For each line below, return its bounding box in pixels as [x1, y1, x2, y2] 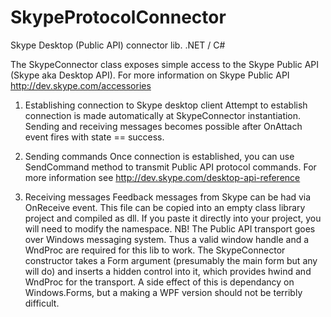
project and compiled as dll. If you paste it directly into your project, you [24, 212, 322, 224]
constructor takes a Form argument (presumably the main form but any [24, 254, 318, 266]
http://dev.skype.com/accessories [10, 79, 152, 91]
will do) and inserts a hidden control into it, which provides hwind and [24, 265, 312, 277]
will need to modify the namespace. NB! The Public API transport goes [24, 222, 316, 235]
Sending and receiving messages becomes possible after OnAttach [24, 120, 303, 132]
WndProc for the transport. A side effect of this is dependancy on [24, 276, 295, 288]
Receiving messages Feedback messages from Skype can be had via [24, 191, 312, 203]
